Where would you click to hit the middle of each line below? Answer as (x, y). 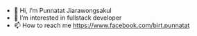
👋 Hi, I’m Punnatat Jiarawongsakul (63, 11)
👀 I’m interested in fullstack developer (68, 18)
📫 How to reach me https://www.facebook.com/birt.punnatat (102, 25)
